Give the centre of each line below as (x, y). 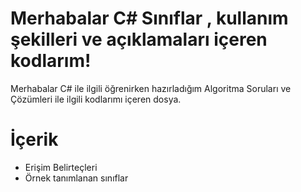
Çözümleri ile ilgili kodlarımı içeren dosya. (96, 99)
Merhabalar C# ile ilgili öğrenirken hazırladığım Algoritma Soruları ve (151, 88)
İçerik (34, 139)
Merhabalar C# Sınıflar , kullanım (149, 18)
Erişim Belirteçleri (61, 167)
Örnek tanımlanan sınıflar (76, 178)
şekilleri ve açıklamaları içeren (139, 39)
